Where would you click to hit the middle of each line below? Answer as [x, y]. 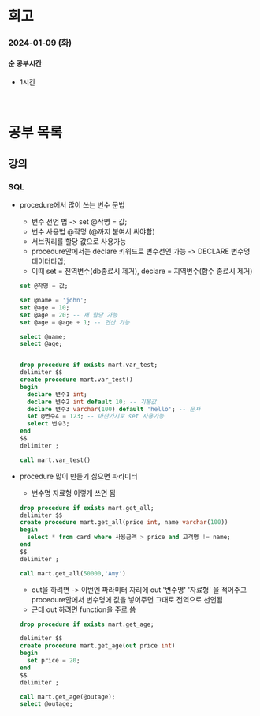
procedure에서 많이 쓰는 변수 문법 [72, 205]
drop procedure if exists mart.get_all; [87, 508]
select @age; [41, 344]
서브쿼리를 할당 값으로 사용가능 [79, 242]
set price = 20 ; [54, 661]
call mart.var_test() [55, 460]
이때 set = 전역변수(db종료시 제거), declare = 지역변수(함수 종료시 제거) [142, 271]
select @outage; [46, 704]
